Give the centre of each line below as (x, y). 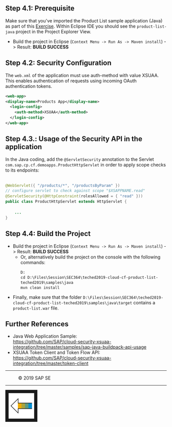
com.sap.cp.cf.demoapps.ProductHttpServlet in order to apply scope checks (86, 164)
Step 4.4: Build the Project (48, 234)
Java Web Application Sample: (45, 336)
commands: (33, 262)
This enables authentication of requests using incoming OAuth (71, 81)
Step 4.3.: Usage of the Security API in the (74, 139)
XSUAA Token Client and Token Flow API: (57, 352)
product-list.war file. (36, 308)
